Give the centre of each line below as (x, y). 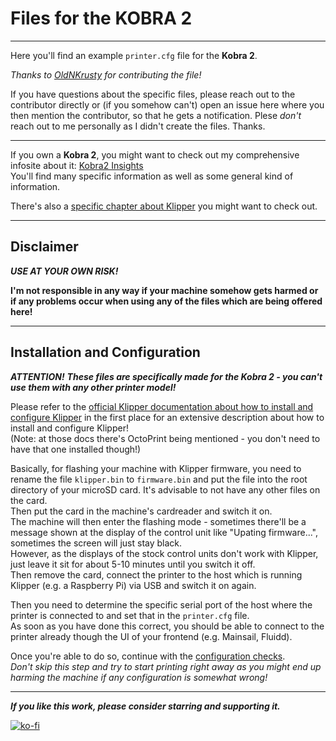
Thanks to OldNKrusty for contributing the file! (106, 74)
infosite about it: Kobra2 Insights (77, 165)
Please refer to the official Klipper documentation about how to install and (162, 406)
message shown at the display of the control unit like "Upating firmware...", (164, 532)
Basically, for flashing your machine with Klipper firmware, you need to (156, 468)
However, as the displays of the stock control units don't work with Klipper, (164, 553)
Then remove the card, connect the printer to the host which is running (156, 574)
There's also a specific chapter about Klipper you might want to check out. (164, 206)
